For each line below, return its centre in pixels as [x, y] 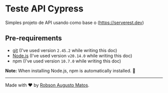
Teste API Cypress [44, 9]
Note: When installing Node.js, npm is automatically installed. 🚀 [70, 70]
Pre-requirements [34, 38]
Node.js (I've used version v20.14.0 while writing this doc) [72, 55]
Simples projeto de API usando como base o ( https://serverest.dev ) [74, 22]
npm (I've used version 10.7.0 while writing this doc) [67, 61]
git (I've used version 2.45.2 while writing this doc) [65, 50]
